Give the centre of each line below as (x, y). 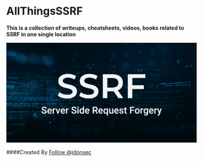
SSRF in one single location (41, 34)
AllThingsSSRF (45, 11)
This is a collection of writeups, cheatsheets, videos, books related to (95, 28)
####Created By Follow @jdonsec (49, 152)
